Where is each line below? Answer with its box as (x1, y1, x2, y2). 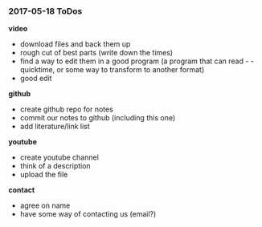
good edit (19, 74, 52, 83)
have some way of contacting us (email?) (19, 209, 157, 219)
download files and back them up (19, 39, 131, 49)
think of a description (19, 161, 91, 171)
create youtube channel (19, 152, 99, 162)
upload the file (19, 170, 68, 180)
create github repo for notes (19, 104, 114, 114)
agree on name (19, 201, 71, 210)
